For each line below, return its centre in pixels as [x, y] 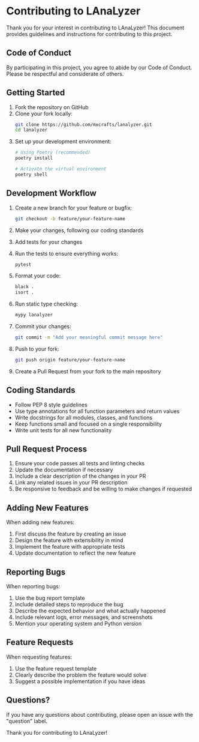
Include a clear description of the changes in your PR [80, 476]
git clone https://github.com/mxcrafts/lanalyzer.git [83, 124]
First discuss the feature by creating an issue [70, 534]
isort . [24, 292]
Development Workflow [52, 193]
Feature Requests [40, 643]
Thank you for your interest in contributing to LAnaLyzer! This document [95, 28]
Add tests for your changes [49, 242]
